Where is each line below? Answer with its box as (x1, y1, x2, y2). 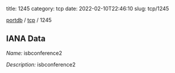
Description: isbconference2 (6, 61, 76, 68)
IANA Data (6, 34, 46, 44)
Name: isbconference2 (6, 49, 62, 56)
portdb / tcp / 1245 (6, 17, 52, 23)
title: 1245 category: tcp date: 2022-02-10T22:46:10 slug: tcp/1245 (6, 5, 169, 12)
